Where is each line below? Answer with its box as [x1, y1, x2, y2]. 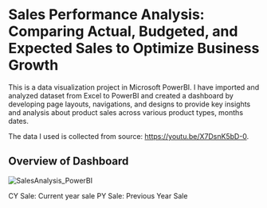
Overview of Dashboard [8, 155, 129, 168]
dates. [8, 116, 29, 125]
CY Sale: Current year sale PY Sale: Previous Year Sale [8, 191, 188, 200]
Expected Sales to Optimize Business [8, 40, 260, 57]
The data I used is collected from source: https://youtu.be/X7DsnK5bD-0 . [8, 131, 249, 141]
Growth [8, 56, 59, 75]
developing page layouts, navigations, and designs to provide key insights [8, 99, 251, 109]
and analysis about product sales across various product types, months [8, 107, 244, 117]
